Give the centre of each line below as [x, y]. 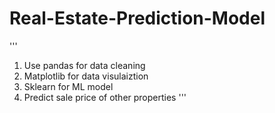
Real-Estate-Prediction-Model [137, 18]
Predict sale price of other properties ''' [105, 97]
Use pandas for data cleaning [84, 65]
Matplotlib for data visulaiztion [86, 76]
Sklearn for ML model [68, 86]
